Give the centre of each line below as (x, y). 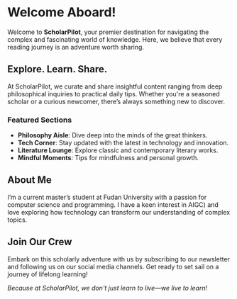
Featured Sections (40, 120)
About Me (29, 180)
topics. (17, 220)
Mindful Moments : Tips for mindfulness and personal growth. (108, 158)
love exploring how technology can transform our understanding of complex (119, 212)
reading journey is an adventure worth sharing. (76, 47)
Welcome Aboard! (62, 12)
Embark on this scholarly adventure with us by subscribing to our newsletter (119, 259)
